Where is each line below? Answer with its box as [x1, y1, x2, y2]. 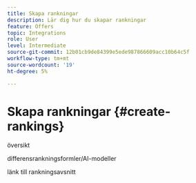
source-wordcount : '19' [7, 61, 76, 68]
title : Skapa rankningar [7, 10, 79, 17]
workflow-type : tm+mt [7, 55, 70, 62]
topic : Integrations [7, 29, 67, 37]
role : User [7, 36, 39, 43]
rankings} [7, 118, 65, 134]
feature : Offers [7, 23, 54, 30]
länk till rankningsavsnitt [7, 168, 76, 176]
